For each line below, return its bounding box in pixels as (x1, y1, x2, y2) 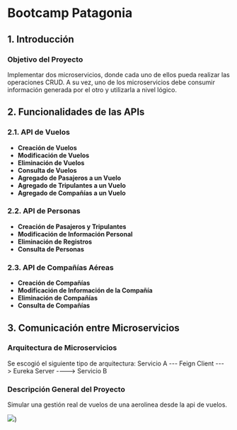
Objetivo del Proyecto (7, 55, 83, 64)
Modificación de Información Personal (17, 230, 133, 238)
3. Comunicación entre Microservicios (7, 322, 180, 334)
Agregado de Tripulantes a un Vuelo (17, 181, 126, 189)
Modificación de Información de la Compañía (17, 286, 154, 295)
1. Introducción (7, 33, 74, 45)
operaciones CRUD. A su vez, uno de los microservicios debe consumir (7, 78, 216, 86)
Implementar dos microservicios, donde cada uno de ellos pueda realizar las (7, 70, 230, 79)
